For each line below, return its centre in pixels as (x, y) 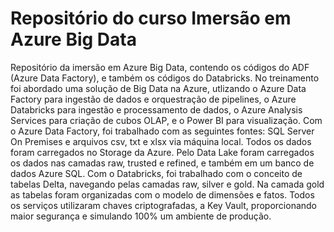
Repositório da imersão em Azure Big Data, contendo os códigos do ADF (160, 67)
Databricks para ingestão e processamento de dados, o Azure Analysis (156, 109)
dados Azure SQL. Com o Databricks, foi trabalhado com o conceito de (156, 173)
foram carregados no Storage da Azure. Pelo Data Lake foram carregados (162, 152)
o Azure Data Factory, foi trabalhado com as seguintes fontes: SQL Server (162, 131)
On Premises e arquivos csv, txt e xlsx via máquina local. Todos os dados (161, 141)
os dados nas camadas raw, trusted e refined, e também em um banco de (162, 163)
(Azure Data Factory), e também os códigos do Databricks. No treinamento (165, 78)
